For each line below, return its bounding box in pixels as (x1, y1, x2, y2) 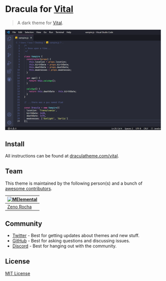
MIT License (5, 270, 31, 276)
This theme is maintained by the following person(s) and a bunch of (5, 180, 143, 186)
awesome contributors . (5, 185, 52, 191)
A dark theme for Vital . (17, 20, 63, 26)
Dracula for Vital (5, 3, 74, 15)
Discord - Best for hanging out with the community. (12, 243, 117, 249)
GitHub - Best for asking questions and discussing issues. (12, 238, 130, 243)
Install (5, 140, 25, 148)
